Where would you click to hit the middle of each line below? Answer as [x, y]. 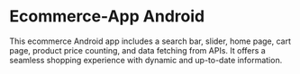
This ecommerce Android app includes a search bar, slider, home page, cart [150, 41]
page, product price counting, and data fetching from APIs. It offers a [137, 50]
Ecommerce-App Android [107, 16]
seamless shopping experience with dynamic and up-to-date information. [146, 60]
